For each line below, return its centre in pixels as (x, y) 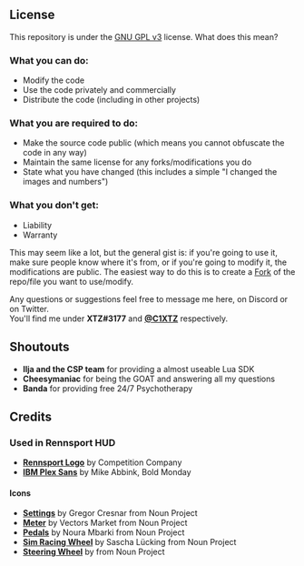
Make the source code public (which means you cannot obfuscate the (153, 143)
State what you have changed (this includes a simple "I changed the (150, 172)
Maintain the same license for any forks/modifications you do (137, 162)
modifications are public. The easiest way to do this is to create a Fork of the (152, 271)
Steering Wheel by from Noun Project (93, 552)
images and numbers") (65, 182)
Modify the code (53, 80)
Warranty (40, 235)
